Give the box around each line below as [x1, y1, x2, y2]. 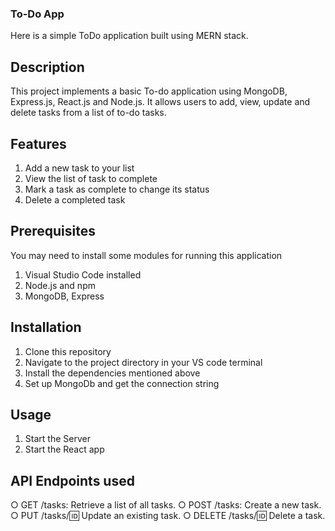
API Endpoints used [10, 472, 135, 489]
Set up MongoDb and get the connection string [24, 377, 220, 389]
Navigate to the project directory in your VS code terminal [24, 356, 263, 368]
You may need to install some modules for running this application [10, 249, 283, 261]
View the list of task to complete [24, 172, 158, 184]
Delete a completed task [24, 193, 126, 206]
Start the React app [24, 443, 105, 456]
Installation [10, 319, 82, 336]
